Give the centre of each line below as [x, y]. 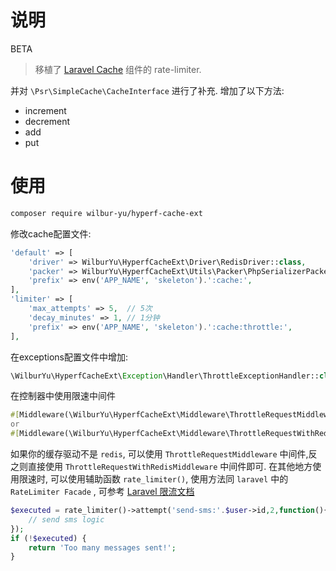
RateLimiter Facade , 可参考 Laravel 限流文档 [102, 491]
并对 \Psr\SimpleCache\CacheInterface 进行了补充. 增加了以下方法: [147, 90]
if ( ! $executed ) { [48, 538]
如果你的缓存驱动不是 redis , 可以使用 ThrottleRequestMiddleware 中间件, [159, 454]
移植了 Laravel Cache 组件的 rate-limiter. [118, 69]
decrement [47, 121]
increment [45, 110]
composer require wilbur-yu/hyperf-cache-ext [106, 213]
